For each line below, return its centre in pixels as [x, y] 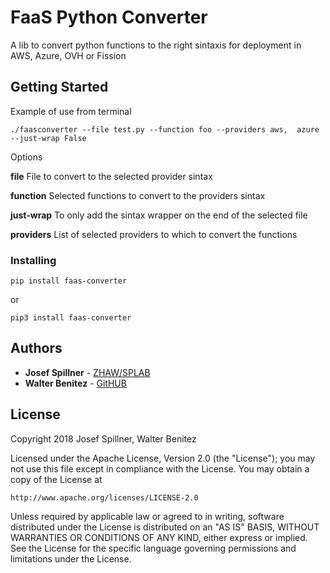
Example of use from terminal [71, 111]
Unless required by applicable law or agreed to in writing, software [147, 516]
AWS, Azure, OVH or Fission [68, 55]
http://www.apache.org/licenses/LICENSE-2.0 [104, 497]
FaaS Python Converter [109, 17]
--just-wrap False [48, 138]
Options [26, 157]
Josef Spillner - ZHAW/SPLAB [87, 372]
